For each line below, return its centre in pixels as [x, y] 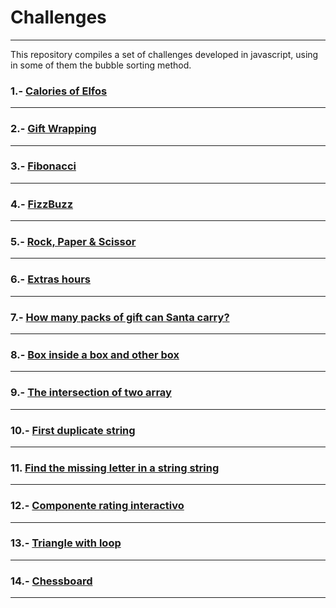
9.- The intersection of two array [91, 393]
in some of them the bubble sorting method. [101, 65]
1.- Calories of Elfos [59, 91]
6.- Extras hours [50, 279]
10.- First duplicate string [73, 430]
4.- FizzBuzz [42, 204]
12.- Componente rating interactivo [97, 506]
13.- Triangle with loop [66, 543]
